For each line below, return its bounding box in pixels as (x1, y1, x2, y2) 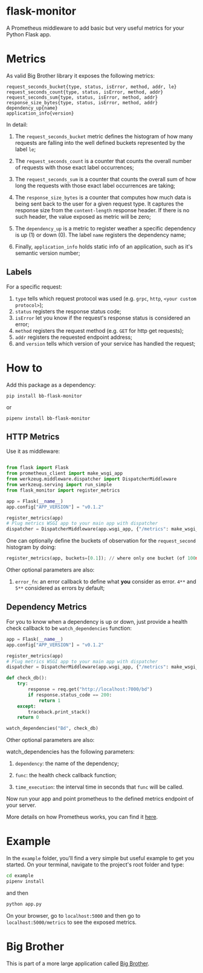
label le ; (14, 145, 36, 153)
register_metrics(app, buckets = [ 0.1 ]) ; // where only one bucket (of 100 (6, 555, 196, 561)
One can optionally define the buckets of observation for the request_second (6, 537, 196, 544)
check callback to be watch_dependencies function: (6, 624, 132, 632)
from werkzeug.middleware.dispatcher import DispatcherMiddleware (6, 476, 177, 483)
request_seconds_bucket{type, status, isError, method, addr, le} (6, 84, 177, 90)
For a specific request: (6, 283, 62, 290)
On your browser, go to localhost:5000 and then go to (6, 912, 141, 919)
